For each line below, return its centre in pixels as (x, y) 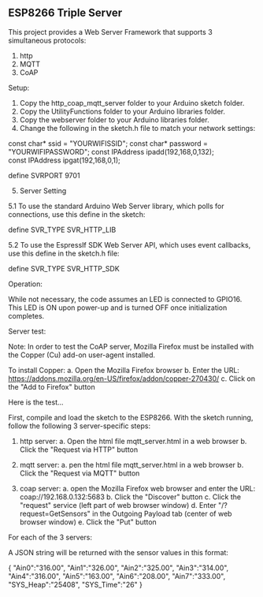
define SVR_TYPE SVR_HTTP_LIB (62, 229)
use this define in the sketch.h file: (64, 253)
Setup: (19, 88)
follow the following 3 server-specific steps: (80, 426)
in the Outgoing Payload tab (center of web (162, 513)
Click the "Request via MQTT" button (80, 473)
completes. (26, 315)
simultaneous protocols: (47, 40)
